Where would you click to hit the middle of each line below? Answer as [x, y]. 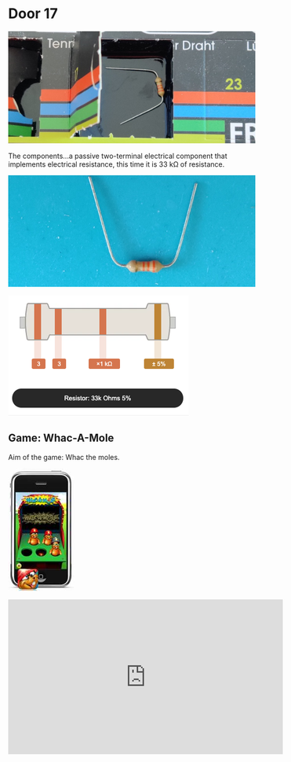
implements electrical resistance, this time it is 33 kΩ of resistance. [116, 164]
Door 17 [33, 14]
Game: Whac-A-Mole [61, 438]
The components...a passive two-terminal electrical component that [118, 156]
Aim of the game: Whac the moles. [64, 457]
